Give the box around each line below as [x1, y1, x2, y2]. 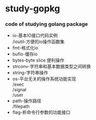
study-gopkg [5, 3, 60, 14]
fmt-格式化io [12, 45, 38, 51]
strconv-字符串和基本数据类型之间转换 [12, 63, 91, 69]
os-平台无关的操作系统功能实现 [12, 76, 77, 82]
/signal [12, 87, 26, 93]
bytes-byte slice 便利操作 [12, 58, 65, 63]
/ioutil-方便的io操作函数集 [12, 39, 65, 45]
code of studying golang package [5, 21, 88, 28]
